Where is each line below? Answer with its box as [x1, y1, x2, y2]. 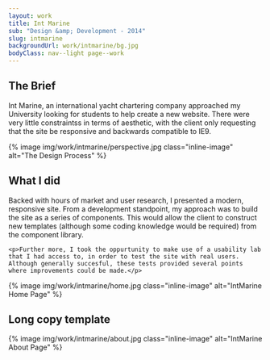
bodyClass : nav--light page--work [8, 49, 125, 57]
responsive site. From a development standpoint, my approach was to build [8, 203, 258, 214]
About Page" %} [8, 342, 63, 352]
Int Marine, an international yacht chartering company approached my [8, 100, 241, 110]
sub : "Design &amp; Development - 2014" [8, 27, 147, 35]
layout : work [8, 11, 52, 20]
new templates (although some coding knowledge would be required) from [8, 221, 257, 231]
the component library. [8, 229, 85, 239]
